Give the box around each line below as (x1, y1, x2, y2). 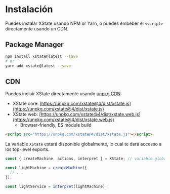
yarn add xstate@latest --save (5, 63, 71, 68)
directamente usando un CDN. (5, 25, 69, 31)
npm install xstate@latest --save (5, 54, 78, 59)
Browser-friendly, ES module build (20, 122, 92, 128)
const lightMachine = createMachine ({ (5, 165, 87, 170)
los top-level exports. (5, 146, 50, 152)
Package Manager (5, 41, 64, 49)
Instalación (5, 4, 53, 15)
